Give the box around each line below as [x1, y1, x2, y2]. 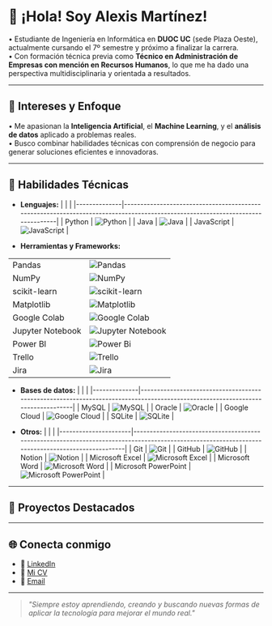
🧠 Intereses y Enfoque [8, 100, 121, 113]
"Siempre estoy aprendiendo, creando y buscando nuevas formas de [28, 599, 261, 610]
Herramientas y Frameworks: [19, 241, 121, 250]
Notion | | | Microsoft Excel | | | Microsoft [19, 453, 250, 462]
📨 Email [19, 577, 46, 586]
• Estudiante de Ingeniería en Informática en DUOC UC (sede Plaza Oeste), [8, 34, 258, 44]
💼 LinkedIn [19, 559, 56, 569]
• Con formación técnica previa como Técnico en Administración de [8, 51, 239, 61]
